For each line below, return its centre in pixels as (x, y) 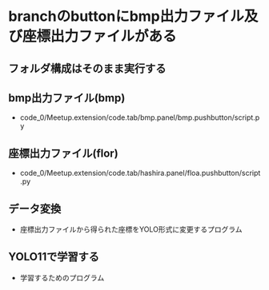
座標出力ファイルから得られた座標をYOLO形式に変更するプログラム (131, 229)
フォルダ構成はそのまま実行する (87, 68)
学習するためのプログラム (62, 277)
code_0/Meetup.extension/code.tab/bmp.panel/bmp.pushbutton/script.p (140, 117)
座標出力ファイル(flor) (63, 153)
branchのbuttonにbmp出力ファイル (126, 16)
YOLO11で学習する (54, 257)
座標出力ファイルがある (100, 36)
